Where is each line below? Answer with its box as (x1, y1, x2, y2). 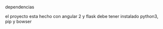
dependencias (5, 4, 35, 10)
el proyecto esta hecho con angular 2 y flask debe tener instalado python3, (5, 14, 159, 19)
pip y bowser (5, 19, 32, 24)
